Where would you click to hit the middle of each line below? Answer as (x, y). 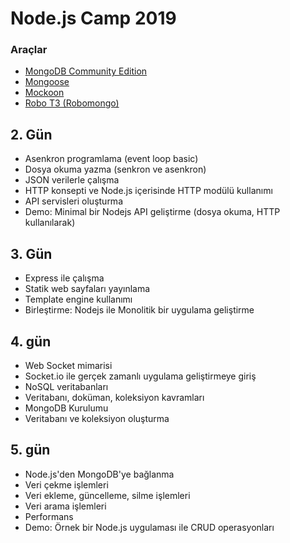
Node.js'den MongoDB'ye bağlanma (99, 474)
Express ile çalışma (64, 278)
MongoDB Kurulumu (66, 408)
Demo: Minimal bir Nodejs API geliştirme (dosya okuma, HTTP (152, 212)
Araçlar (29, 50)
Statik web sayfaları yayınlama (87, 289)
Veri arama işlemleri (65, 506)
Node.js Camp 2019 (93, 18)
